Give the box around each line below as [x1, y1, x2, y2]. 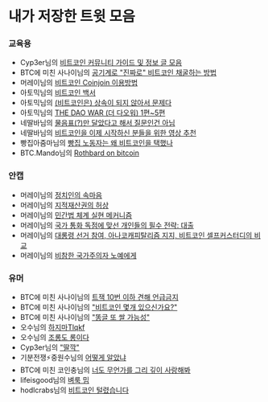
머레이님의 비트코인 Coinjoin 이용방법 [19, 78, 138, 88]
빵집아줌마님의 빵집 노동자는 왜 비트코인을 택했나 [19, 138, 173, 148]
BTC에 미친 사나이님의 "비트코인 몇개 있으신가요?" [19, 302, 178, 312]
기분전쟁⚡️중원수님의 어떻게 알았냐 [19, 353, 126, 363]
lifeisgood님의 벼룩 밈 [19, 375, 90, 385]
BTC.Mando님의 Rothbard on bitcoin [19, 148, 139, 158]
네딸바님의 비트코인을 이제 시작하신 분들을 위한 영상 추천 [19, 128, 197, 137]
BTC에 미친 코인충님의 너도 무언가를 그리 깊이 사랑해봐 [19, 365, 191, 375]
